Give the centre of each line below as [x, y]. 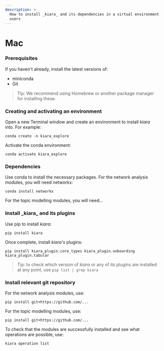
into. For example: [23, 127]
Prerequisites [21, 58]
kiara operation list [27, 344]
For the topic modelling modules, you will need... [54, 201]
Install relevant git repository [40, 282]
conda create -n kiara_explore [37, 136]
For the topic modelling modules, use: [43, 311]
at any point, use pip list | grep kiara [58, 270]
